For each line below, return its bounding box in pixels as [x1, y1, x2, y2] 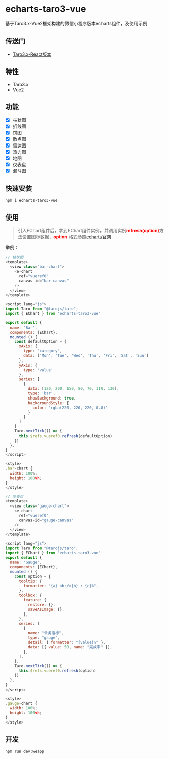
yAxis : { [18, 363, 38, 368]
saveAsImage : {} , [27, 607, 65, 612]
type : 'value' [23, 367, 53, 373]
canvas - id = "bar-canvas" [18, 278, 70, 283]
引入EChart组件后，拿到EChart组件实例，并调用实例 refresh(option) [17, 228, 160, 234]
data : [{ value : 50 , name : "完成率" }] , [27, 644, 113, 649]
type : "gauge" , [27, 635, 60, 640]
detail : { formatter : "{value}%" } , [27, 640, 106, 645]
